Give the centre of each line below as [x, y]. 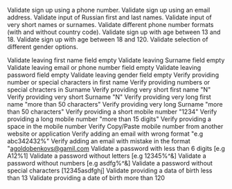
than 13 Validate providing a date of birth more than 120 [86, 178]
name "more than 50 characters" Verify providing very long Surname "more [115, 104]
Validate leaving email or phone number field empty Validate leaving [104, 67]
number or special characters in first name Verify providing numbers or [108, 82]
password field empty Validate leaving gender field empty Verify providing [113, 75]
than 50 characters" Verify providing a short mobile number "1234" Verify [112, 111]
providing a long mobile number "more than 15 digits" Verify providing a [109, 119]
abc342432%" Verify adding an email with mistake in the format [99, 141]
